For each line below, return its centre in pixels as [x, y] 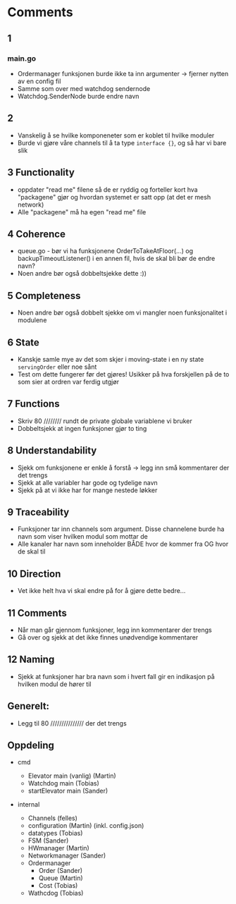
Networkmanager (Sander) [67, 856]
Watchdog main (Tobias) [64, 783]
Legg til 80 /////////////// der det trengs [72, 723]
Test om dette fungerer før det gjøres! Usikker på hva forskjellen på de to [123, 374]
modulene [32, 320]
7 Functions [33, 404]
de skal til [31, 551]
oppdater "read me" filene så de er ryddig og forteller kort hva [108, 189]
